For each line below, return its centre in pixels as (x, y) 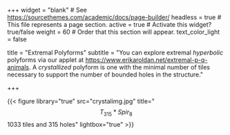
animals (18, 67)
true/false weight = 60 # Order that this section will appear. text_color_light (114, 32)
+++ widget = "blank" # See (47, 10)
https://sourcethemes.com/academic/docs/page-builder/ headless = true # (114, 17)
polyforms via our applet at (46, 60)
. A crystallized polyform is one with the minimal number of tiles (119, 67)
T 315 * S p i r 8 (116, 113)
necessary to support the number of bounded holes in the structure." (105, 74)
